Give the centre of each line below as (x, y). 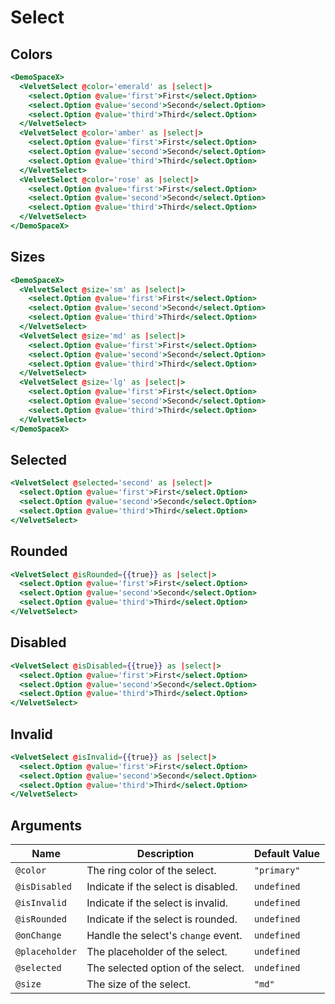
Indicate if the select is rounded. (162, 919)
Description (165, 854)
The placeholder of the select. (157, 952)
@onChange (38, 935)
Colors (31, 54)
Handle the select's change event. (164, 936)
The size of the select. (138, 984)
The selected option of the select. (165, 968)
